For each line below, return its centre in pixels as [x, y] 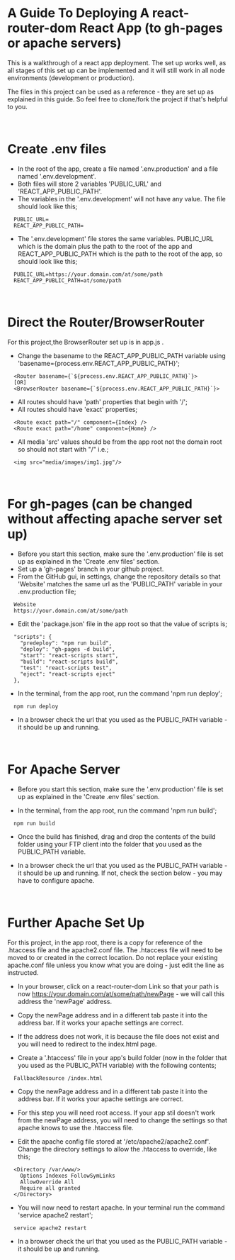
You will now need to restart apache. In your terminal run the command [121, 1208]
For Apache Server [64, 769]
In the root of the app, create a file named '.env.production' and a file [117, 169]
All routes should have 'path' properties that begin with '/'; [102, 401]
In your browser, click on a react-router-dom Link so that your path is [118, 986]
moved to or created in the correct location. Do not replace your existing [113, 957]
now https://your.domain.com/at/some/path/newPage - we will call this [121, 993]
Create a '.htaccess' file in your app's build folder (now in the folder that [122, 1057]
